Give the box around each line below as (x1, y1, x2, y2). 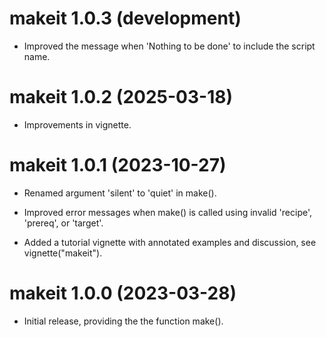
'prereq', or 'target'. (23, 217, 104, 229)
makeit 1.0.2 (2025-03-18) (9, 86, 233, 109)
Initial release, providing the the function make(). (23, 315, 224, 327)
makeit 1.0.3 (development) (9, 7, 242, 30)
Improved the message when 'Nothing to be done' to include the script (23, 40, 316, 52)
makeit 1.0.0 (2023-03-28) (9, 282, 237, 304)
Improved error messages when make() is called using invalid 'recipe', (23, 206, 312, 218)
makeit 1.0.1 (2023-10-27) (9, 154, 227, 177)
